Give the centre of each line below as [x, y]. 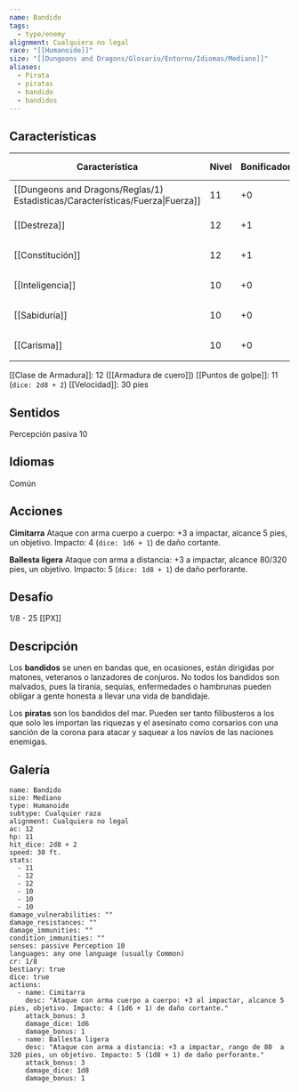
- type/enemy [41, 34]
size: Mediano [36, 798]
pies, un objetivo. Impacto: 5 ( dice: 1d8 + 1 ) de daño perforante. [129, 569]
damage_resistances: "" [53, 923]
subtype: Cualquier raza [55, 814]
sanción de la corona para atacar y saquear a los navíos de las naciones [141, 732]
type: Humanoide [39, 806]
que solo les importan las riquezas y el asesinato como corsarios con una [144, 723]
